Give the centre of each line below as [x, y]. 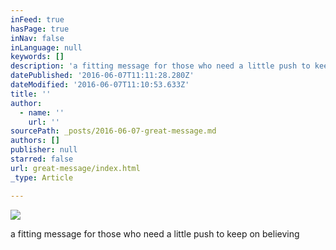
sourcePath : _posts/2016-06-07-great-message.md [113, 131]
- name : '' [42, 112]
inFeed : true [37, 19]
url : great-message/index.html [75, 168]
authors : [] [35, 141]
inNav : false [37, 38]
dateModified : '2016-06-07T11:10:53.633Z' [100, 85]
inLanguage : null [46, 47]
